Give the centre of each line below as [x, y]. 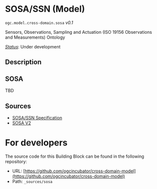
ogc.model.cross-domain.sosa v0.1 [39, 23]
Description [23, 62]
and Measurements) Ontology [35, 37]
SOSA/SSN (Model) [45, 9]
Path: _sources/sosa [32, 181]
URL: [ [19, 171]
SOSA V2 [22, 123]
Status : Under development [33, 47]
